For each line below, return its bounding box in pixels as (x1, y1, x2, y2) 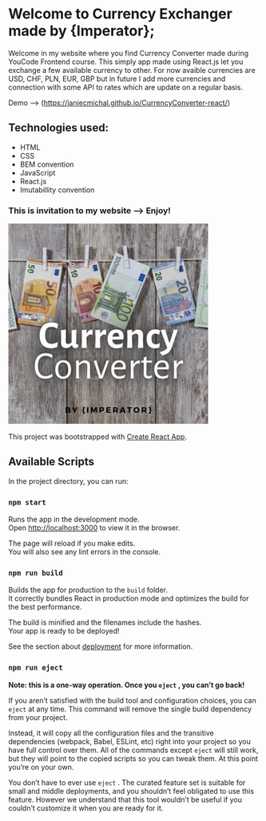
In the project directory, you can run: (8, 476, 129, 485)
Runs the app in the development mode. (8, 514, 140, 525)
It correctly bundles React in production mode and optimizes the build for (8, 594, 249, 603)
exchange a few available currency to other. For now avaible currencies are (8, 65, 256, 74)
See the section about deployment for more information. (8, 642, 193, 651)
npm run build (8, 569, 63, 578)
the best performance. (8, 602, 82, 612)
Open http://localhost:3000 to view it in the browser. (8, 523, 181, 533)
